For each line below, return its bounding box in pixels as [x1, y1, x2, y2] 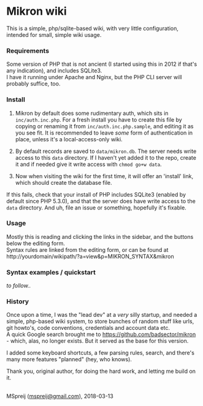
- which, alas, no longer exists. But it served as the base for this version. [6, 337, 189, 345]
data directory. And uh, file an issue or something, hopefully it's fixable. [6, 204, 187, 211]
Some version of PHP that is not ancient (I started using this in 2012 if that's [6, 60, 197, 68]
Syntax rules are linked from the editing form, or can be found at [6, 246, 169, 253]
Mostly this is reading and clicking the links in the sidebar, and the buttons [6, 233, 194, 240]
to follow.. [6, 282, 31, 289]
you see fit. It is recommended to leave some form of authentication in [15, 129, 193, 136]
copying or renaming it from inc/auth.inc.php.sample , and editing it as [15, 122, 194, 130]
